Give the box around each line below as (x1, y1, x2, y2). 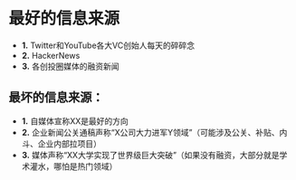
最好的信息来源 (8, 8, 120, 29)
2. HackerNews (21, 50, 81, 61)
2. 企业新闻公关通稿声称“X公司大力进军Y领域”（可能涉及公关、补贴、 (21, 127, 280, 137)
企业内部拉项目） (37, 137, 101, 149)
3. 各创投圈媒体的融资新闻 (21, 61, 119, 71)
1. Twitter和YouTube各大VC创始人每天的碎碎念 (21, 40, 196, 51)
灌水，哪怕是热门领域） (29, 160, 118, 172)
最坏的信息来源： (8, 90, 104, 105)
